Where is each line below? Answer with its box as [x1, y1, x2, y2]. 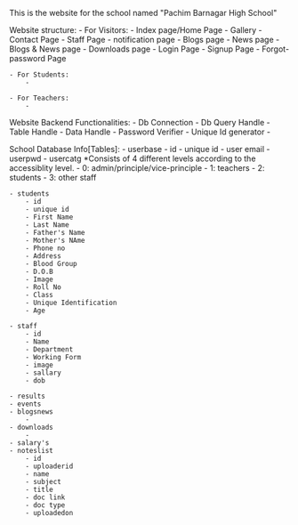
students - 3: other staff [9, 173, 97, 182]
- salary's [9, 439, 50, 448]
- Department [25, 345, 74, 354]
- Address [25, 252, 62, 261]
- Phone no [25, 244, 66, 253]
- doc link [25, 493, 66, 502]
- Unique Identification [25, 298, 117, 307]
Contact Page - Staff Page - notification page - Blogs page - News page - [9, 35, 280, 44]
